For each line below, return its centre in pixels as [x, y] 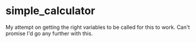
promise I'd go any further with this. [49, 33]
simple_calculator [50, 11]
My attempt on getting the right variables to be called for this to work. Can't [98, 27]
